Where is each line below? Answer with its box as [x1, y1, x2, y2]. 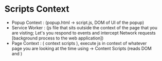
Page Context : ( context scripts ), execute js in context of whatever [11, 40, 147, 46]
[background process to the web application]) [11, 35, 104, 41]
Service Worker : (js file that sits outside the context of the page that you [11, 24, 158, 30]
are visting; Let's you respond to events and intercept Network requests [11, 30, 156, 36]
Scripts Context [4, 3, 70, 15]
